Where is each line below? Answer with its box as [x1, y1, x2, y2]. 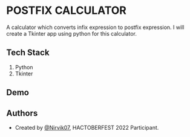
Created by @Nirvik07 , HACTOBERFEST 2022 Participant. [15, 124, 159, 131]
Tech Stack [6, 48, 50, 58]
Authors [6, 108, 38, 118]
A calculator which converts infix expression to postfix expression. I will [6, 24, 185, 31]
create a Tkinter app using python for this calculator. [6, 30, 137, 37]
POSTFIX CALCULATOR [6, 4, 127, 18]
